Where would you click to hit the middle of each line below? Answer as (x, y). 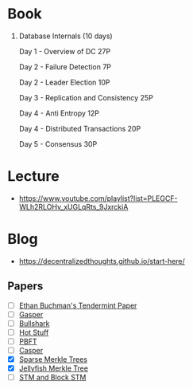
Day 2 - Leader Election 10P (64, 82)
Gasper (31, 314)
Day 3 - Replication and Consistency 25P (86, 97)
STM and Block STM (52, 377)
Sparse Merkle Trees (53, 359)
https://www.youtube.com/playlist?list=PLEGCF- (98, 198)
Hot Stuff (34, 332)
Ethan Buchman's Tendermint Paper (78, 305)
